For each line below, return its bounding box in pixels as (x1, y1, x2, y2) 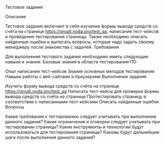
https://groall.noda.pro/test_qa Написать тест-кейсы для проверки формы (5, 88, 159, 94)
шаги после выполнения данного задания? (5, 135, 96, 140)
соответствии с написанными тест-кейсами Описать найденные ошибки (5, 99, 159, 105)
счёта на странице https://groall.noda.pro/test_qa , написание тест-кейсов (5, 29, 159, 34)
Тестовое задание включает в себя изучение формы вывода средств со (5, 23, 158, 29)
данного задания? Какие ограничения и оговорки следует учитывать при (5, 119, 160, 124)
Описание (5, 14, 26, 19)
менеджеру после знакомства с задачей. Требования (5, 44, 119, 50)
